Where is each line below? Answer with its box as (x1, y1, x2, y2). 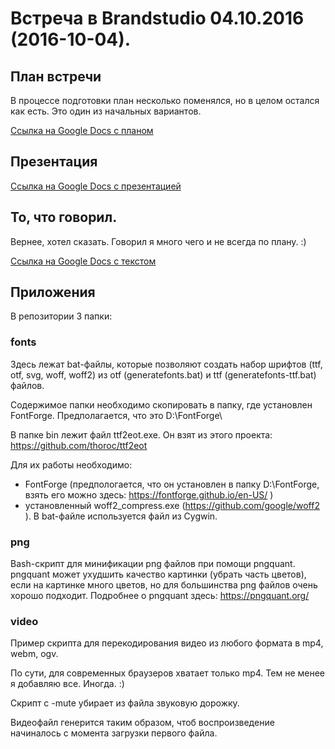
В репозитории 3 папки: (10, 310, 113, 322)
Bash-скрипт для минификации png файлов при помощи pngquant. (10, 558, 296, 570)
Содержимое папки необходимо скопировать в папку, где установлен (10, 398, 313, 411)
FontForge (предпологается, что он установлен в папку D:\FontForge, (24, 478, 320, 490)
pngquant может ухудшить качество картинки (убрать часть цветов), (10, 568, 307, 581)
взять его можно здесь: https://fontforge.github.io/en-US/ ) (24, 488, 274, 501)
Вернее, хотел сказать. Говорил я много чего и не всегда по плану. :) (10, 235, 307, 247)
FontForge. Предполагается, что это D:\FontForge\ (10, 409, 223, 421)
